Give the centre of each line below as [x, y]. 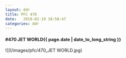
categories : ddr [22, 24]
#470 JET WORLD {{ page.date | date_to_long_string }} [63, 39]
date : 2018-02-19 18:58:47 [36, 19]
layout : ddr [18, 10]
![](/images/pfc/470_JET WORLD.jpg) [44, 51]
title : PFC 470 [21, 14]
